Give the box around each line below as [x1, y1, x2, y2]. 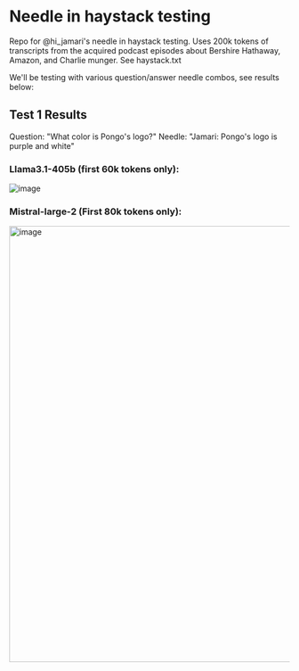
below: [9, 81, 34, 92]
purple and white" [9, 140, 76, 151]
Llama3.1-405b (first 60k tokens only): [9, 162, 180, 175]
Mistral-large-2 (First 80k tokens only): [9, 205, 182, 218]
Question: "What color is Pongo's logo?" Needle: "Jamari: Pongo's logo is [9, 131, 278, 142]
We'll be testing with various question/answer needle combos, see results [9, 71, 280, 82]
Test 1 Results [9, 107, 87, 122]
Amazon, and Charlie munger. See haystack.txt [9, 54, 182, 65]
